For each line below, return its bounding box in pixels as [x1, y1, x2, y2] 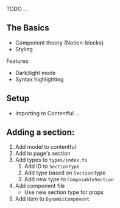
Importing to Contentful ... [15, 109, 80, 117]
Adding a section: [6, 127, 75, 138]
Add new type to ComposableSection [24, 176, 114, 183]
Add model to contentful [15, 143, 76, 151]
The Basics [6, 23, 50, 33]
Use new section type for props [24, 188, 104, 196]
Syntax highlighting [15, 76, 64, 83]
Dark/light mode [15, 69, 56, 76]
